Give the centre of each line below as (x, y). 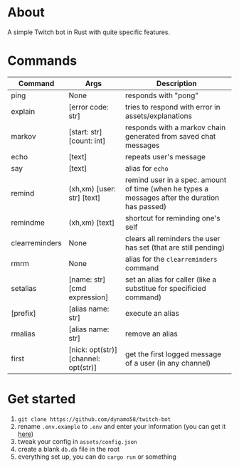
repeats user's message (166, 156)
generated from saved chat (171, 136)
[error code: (89, 107)
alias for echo (147, 168)
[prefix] (23, 313)
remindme (28, 223)
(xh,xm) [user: (92, 188)
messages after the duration (172, 198)
